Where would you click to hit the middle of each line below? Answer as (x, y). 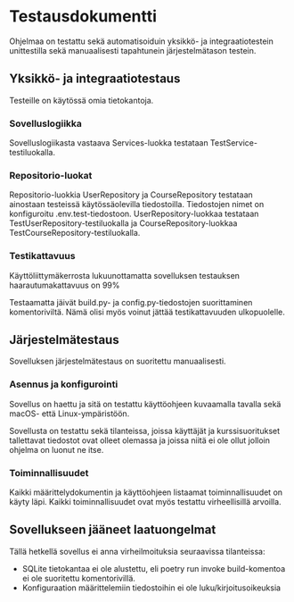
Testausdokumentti (83, 17)
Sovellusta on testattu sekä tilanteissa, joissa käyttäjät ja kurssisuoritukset (145, 431)
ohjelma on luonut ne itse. (57, 449)
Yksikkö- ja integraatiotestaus (95, 79)
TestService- (234, 143)
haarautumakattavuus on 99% (65, 285)
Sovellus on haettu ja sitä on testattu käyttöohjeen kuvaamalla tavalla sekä (145, 404)
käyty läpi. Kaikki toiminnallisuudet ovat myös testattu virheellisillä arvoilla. (146, 502)
